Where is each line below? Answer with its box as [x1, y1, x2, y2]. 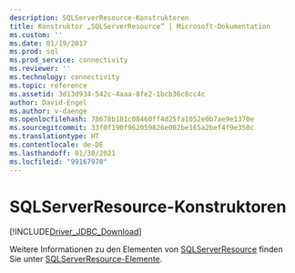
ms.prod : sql [9, 47, 59, 56]
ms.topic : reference [9, 81, 88, 90]
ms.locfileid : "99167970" [9, 157, 107, 167]
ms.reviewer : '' [9, 65, 71, 74]
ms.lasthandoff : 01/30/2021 [9, 148, 117, 157]
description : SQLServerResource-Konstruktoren [9, 13, 189, 23]
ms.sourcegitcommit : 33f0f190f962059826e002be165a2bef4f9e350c [9, 124, 255, 133]
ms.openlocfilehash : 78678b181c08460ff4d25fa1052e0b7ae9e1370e [9, 115, 255, 124]
